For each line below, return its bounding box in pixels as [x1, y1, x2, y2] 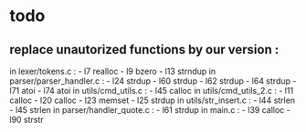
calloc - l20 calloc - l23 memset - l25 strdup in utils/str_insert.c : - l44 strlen [9, 95, 295, 106]
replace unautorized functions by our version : [9, 42, 280, 57]
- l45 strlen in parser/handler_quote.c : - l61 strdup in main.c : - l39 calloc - [9, 105, 290, 115]
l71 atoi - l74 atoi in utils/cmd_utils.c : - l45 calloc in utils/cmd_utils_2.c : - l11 [9, 86, 294, 96]
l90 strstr [9, 115, 44, 125]
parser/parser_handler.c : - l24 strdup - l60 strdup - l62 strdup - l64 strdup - [9, 76, 297, 86]
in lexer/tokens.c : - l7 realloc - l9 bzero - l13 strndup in [9, 66, 216, 76]
